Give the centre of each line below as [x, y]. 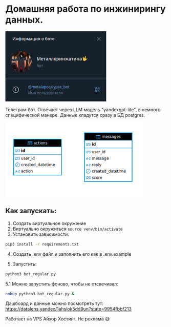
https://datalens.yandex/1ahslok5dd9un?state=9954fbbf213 [69, 309]
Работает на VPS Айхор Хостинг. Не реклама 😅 [58, 319]
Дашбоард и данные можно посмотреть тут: [55, 303]
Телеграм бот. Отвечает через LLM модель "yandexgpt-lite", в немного [83, 109]
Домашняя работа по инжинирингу [85, 9]
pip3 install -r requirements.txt [42, 244]
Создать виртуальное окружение [49, 223]
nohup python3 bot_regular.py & [40, 294]
